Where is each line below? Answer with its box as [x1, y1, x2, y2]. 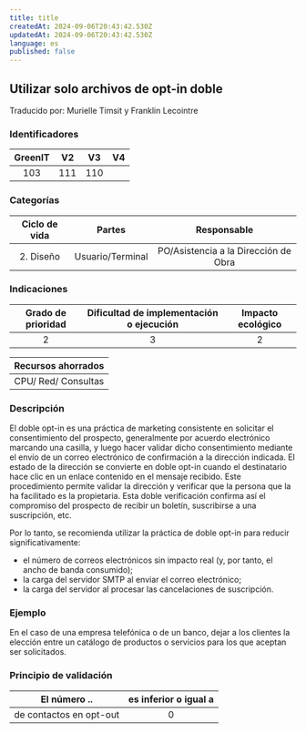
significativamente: [9, 537, 81, 548]
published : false [9, 47, 76, 56]
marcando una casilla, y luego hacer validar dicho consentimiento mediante [9, 443, 293, 453]
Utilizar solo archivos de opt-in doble [9, 81, 223, 97]
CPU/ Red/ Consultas [14, 374, 105, 387]
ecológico [238, 318, 282, 331]
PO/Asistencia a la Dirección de [158, 244, 291, 257]
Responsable [195, 223, 253, 236]
